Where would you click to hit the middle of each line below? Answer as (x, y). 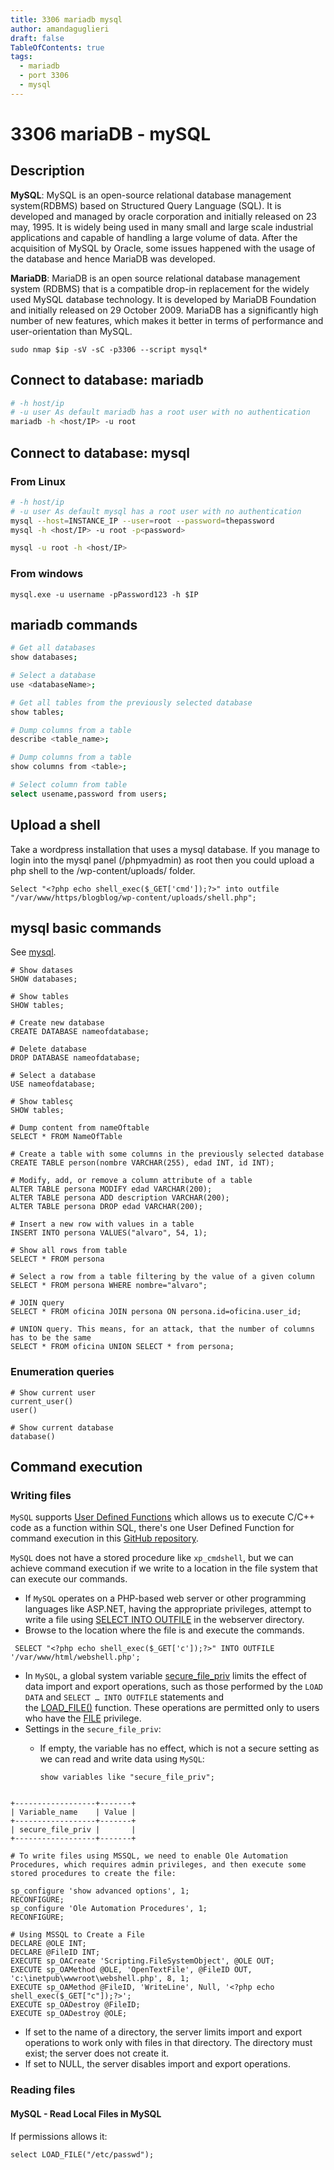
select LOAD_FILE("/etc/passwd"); (82, 2154)
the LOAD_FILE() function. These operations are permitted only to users (172, 1708)
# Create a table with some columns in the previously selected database (167, 1154)
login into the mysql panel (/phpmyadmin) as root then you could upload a (162, 860)
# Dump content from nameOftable (80, 1128)
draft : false (37, 38)
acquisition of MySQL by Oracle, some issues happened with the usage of (163, 248)
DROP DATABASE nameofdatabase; (75, 1058)
